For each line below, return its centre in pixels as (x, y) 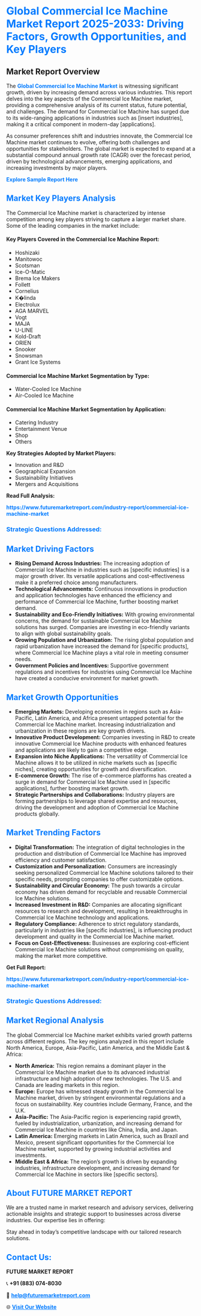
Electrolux (27, 305)
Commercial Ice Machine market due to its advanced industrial (92, 1072)
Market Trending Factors (53, 833)
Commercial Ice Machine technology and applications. (82, 917)
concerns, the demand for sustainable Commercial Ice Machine (93, 621)
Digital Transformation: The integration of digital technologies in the (100, 847)
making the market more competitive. (61, 955)
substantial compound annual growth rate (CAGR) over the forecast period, (99, 155)
